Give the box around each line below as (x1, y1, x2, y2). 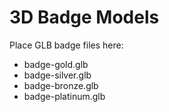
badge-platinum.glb (23, 90, 106, 102)
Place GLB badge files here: (9, 39, 124, 51)
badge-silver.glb (23, 69, 92, 81)
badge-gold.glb (23, 58, 89, 70)
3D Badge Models (9, 6, 160, 29)
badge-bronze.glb (23, 79, 99, 91)
